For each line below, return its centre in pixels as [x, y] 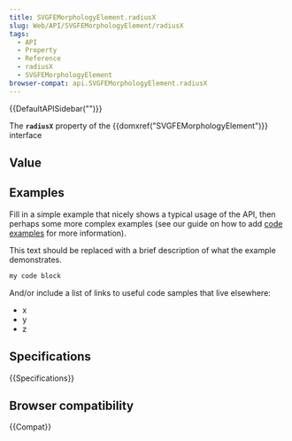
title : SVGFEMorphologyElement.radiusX [83, 17]
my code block [35, 275]
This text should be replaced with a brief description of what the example [142, 250]
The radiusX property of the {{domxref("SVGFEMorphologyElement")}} [138, 126]
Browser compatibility [72, 405]
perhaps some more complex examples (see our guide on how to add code [146, 223]
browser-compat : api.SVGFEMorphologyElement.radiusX [108, 83]
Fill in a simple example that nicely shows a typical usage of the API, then [142, 214]
